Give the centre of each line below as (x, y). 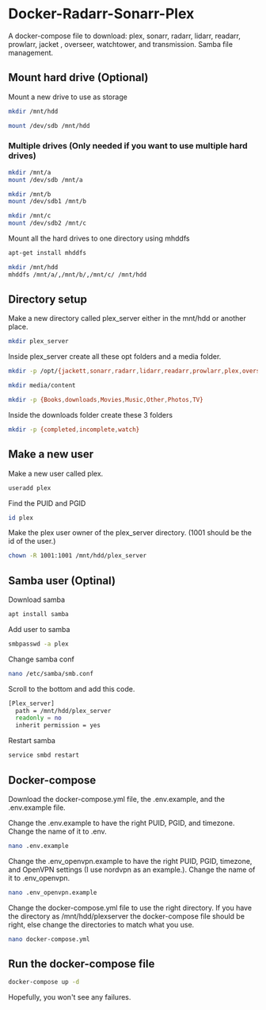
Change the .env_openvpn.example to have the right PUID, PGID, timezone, (130, 861)
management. (31, 52)
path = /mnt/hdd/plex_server (63, 711)
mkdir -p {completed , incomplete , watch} (74, 430)
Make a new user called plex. (56, 473)
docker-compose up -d (44, 982)
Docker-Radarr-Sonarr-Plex (101, 14)
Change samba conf (42, 659)
